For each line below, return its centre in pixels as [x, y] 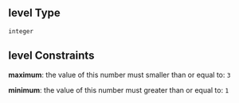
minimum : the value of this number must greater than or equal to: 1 [119, 90]
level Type [35, 13]
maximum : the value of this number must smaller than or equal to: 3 [119, 74]
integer [21, 31]
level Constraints [51, 56]
